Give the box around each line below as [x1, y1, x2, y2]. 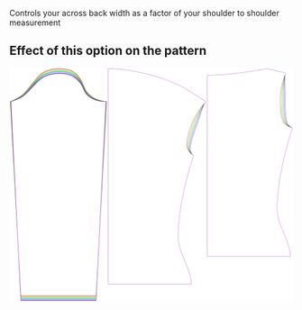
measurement [9, 17, 61, 28]
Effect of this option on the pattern [9, 43, 207, 59]
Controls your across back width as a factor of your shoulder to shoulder [9, 8, 279, 18]
